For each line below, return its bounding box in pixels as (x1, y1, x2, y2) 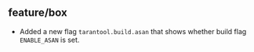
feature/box (8, 6, 68, 19)
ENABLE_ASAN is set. (19, 35, 80, 44)
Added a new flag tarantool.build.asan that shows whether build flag (19, 26, 247, 36)
